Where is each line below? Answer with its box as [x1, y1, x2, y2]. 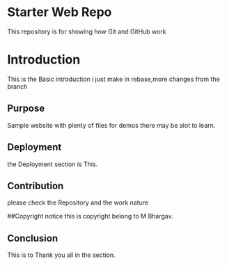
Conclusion [7, 232, 58, 244]
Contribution [7, 179, 64, 192]
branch [7, 82, 28, 91]
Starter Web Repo [7, 4, 112, 20]
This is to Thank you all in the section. [7, 251, 116, 259]
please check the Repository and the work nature [7, 198, 148, 207]
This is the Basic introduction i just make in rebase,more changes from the [7, 75, 221, 83]
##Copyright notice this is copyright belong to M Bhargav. [7, 212, 174, 221]
